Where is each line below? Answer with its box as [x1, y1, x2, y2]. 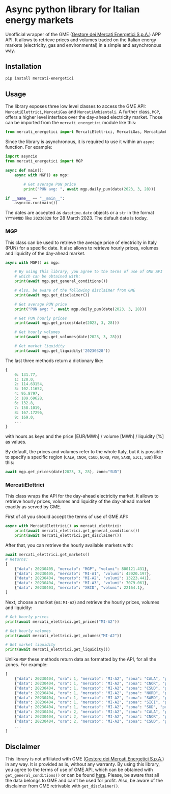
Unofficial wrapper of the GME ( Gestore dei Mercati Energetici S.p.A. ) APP [5, 31, 161, 37]
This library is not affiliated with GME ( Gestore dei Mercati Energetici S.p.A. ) [5, 756, 164, 762]
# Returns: [5, 557, 28, 562]
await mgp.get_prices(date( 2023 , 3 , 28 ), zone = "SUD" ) [5, 470, 122, 475]
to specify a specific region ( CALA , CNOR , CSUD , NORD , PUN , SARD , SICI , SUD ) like [5, 454, 162, 460]
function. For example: [5, 144, 52, 150]
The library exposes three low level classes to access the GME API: [5, 103, 146, 109]
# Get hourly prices [5, 614, 49, 619]
